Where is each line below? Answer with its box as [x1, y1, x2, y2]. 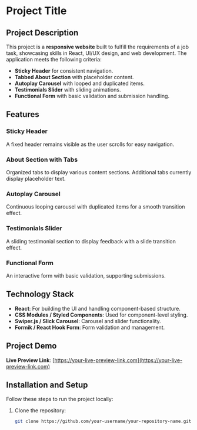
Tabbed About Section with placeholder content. [14, 74, 134, 80]
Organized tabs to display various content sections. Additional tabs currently [6, 168, 192, 175]
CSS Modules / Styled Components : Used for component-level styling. [14, 311, 188, 318]
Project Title [6, 4, 67, 18]
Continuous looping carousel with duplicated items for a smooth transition [6, 203, 185, 210]
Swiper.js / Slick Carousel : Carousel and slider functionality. [14, 317, 162, 324]
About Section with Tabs [6, 155, 78, 164]
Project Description [6, 28, 79, 38]
